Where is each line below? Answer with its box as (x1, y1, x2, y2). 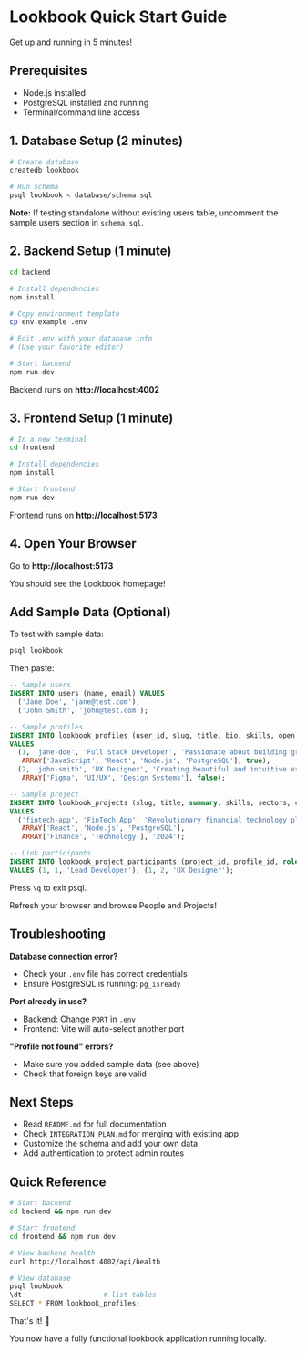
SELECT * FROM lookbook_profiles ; (9, 1299, 141, 1308)
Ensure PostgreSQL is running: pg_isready (22, 978, 181, 989)
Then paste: (9, 663, 55, 674)
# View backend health (9, 1248, 96, 1257)
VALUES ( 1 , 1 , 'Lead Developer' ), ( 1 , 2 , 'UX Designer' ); (9, 865, 234, 875)
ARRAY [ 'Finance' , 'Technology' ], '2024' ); (21, 833, 185, 842)
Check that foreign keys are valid (22, 1068, 148, 1079)
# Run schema (9, 183, 59, 192)
